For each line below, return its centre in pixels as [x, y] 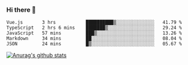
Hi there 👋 [21, 10]
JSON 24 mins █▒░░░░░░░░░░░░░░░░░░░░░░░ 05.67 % [94, 44]
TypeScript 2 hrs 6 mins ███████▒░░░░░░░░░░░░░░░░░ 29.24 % [94, 28]
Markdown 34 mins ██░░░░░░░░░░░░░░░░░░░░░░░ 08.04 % [94, 39]
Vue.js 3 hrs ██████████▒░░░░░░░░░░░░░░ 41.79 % [94, 23]
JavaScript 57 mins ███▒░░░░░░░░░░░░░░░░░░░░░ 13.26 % [94, 33]
